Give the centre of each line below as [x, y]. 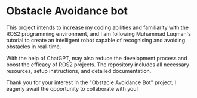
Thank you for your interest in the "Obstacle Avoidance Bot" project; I [91, 82]
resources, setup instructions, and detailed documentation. [79, 71]
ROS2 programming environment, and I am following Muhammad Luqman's [98, 33]
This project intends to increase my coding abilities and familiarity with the [98, 27]
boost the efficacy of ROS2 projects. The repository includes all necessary [98, 65]
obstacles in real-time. [34, 47]
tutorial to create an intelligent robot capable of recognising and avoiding [96, 40]
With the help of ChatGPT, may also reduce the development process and [97, 58]
